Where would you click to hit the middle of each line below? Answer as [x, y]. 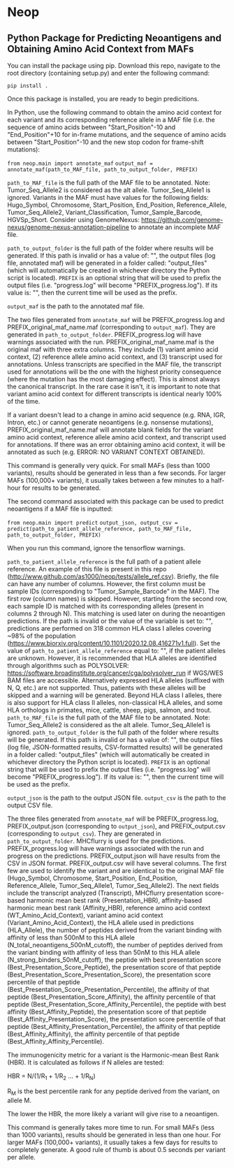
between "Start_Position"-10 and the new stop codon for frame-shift [105, 142]
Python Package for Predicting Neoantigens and [115, 38]
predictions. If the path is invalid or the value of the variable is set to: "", [110, 621]
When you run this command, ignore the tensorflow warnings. [96, 548]
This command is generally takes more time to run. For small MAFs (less [111, 1127]
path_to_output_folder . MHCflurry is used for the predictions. [96, 841]
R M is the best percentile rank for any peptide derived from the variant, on [114, 1092]
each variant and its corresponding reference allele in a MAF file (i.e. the [111, 120]
